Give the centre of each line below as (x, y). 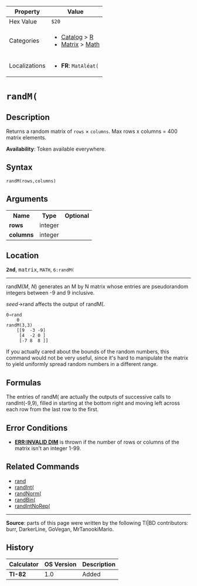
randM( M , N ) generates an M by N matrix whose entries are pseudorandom (97, 287)
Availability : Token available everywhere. (56, 149)
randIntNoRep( (32, 506)
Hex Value (23, 21)
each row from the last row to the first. (52, 409)
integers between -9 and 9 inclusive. (50, 293)
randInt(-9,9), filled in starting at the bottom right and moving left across (93, 403)
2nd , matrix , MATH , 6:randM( (40, 269)
